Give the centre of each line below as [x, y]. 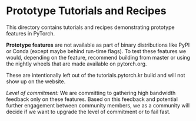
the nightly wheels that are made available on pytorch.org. [77, 64]
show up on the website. [36, 81]
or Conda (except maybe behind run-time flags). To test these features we [96, 51]
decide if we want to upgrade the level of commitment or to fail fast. [88, 112]
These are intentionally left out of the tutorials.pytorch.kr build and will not [96, 75]
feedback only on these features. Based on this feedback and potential [92, 99]
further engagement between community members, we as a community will [98, 105]
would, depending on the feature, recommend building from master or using [98, 57]
